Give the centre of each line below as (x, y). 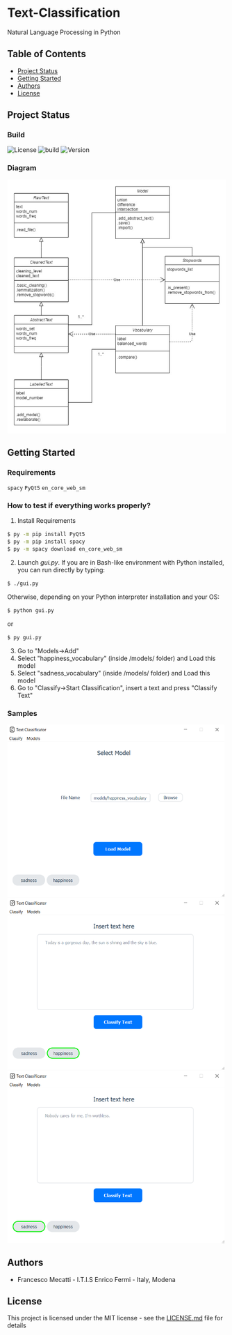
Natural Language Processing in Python (64, 32)
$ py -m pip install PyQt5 (46, 535)
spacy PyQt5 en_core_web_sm (46, 488)
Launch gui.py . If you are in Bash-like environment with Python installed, (121, 563)
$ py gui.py (24, 637)
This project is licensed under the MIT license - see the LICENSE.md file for (115, 1318)
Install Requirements (47, 521)
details (17, 1325)
